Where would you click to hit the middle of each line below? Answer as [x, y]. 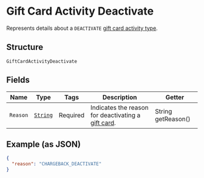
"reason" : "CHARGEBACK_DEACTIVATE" [57, 164]
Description [120, 97]
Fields [18, 80]
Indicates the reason [119, 107]
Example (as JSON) [43, 144]
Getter [175, 97]
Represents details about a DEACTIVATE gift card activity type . [82, 28]
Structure [25, 47]
